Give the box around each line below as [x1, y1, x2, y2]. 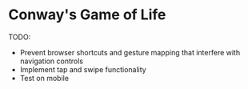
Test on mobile [19, 73, 70, 83]
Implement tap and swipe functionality [19, 64, 146, 74]
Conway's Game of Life [8, 6, 166, 24]
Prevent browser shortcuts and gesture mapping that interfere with [19, 47, 241, 57]
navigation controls [19, 56, 84, 66]
